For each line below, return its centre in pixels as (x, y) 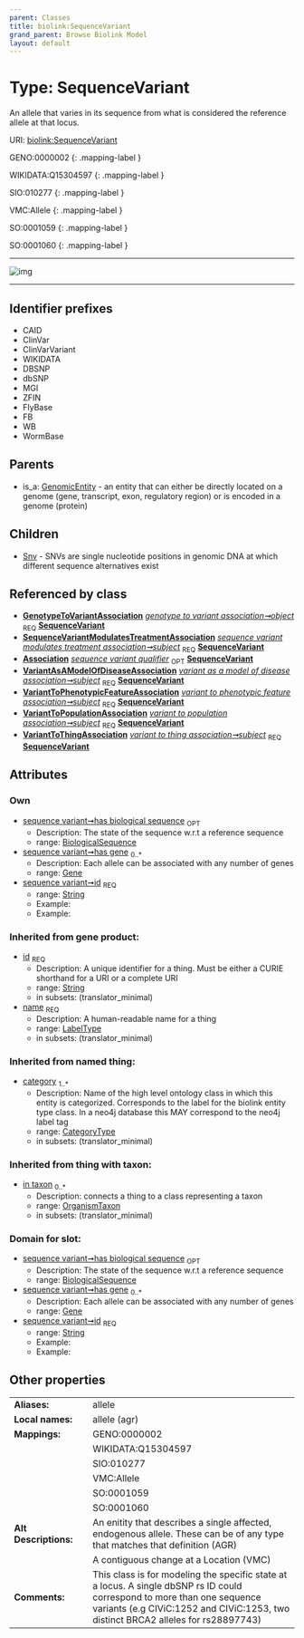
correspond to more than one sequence (177, 1597)
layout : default (40, 43)
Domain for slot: (45, 1239)
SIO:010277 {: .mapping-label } (67, 193)
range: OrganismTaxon (78, 1206)
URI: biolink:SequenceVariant (63, 140)
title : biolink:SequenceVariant (70, 26)
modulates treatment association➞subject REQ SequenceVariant (143, 648)
